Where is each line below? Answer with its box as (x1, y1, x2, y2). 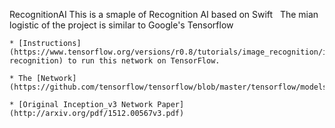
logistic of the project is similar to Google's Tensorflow (9, 19, 234, 31)
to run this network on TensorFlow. (67, 56, 221, 66)
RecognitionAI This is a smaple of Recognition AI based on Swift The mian (9, 9, 319, 20)
